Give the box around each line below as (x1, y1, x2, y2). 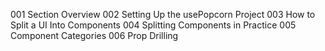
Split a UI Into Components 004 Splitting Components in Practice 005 (10, 19, 297, 31)
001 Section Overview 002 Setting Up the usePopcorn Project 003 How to (10, 9, 316, 20)
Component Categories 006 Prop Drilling (10, 30, 179, 41)
